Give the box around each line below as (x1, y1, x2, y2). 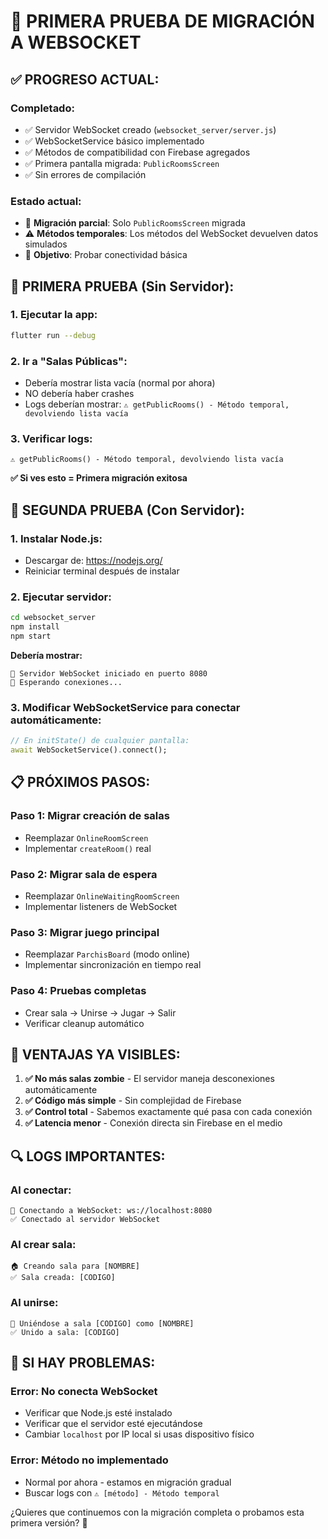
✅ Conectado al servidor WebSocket (10, 1215, 161, 1225)
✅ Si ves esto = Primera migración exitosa (10, 472, 188, 484)
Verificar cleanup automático (24, 1017, 145, 1029)
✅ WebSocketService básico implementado (24, 135, 205, 147)
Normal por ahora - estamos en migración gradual (24, 1476, 232, 1488)
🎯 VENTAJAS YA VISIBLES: (10, 1046, 181, 1063)
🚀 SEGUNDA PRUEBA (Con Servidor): (10, 501, 245, 519)
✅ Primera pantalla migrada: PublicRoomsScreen (24, 157, 220, 169)
